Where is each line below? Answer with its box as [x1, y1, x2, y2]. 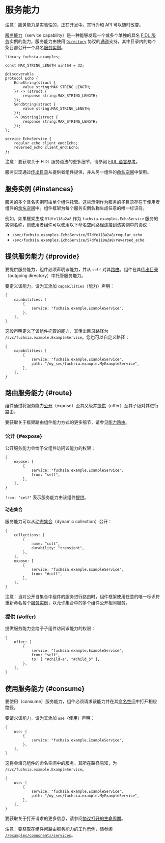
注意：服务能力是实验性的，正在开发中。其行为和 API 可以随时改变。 [5, 22, 144, 28]
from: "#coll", [31, 571, 63, 576]
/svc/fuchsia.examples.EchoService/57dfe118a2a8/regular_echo [12, 232, 142, 237]
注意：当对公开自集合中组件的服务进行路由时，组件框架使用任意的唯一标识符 [5, 594, 160, 599]
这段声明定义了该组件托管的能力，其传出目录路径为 [5, 328, 109, 334]
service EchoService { [5, 136, 52, 141]
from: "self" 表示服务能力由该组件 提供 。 [5, 494, 89, 500]
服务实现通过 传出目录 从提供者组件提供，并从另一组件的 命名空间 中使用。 [5, 169, 151, 175]
